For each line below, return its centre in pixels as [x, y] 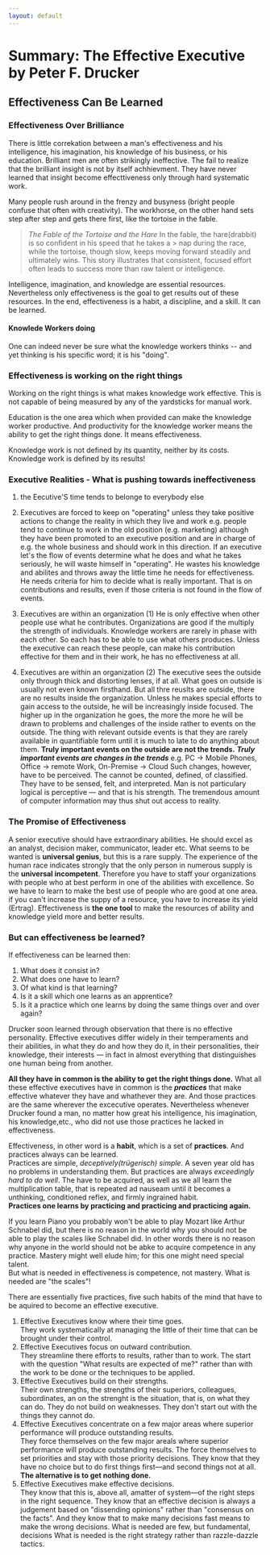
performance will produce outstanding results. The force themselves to [138, 1449]
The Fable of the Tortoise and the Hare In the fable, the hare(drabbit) [142, 234]
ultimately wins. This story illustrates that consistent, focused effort [140, 260]
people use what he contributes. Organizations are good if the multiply [137, 622]
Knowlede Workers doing [52, 328]
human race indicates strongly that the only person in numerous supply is [130, 865]
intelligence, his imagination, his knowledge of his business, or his [118, 152]
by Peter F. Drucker [74, 73]
